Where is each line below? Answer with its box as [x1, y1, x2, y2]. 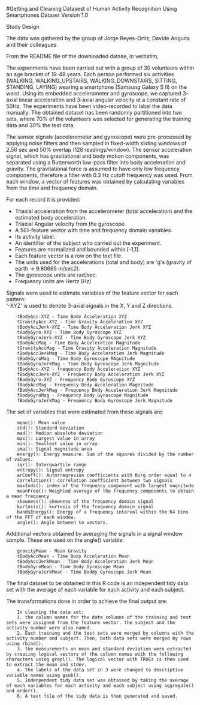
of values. [6, 457, 34, 463]
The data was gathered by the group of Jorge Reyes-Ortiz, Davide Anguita [6, 35, 190, 41]
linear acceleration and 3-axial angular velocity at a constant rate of [19, 96, 186, 103]
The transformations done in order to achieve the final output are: [6, 598, 168, 605]
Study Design [6, 23, 40, 30]
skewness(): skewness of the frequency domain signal [17, 499, 154, 505]
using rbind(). [6, 641, 44, 647]
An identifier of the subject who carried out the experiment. [14, 239, 162, 247]
